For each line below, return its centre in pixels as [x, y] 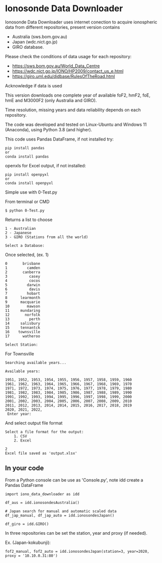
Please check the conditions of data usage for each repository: [68, 56]
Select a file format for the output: [44, 432]
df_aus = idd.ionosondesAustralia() [42, 503]
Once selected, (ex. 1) [27, 255]
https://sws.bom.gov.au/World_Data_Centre [56, 66]
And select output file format [34, 423]
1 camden [23, 268]
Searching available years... [36, 362]
